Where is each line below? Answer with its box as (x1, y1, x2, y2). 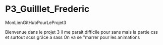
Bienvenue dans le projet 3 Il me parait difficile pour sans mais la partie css (5, 29, 158, 35)
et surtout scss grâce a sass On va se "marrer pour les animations (5, 34, 140, 40)
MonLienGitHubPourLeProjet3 (5, 20, 66, 25)
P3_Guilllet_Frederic (5, 3, 90, 15)
